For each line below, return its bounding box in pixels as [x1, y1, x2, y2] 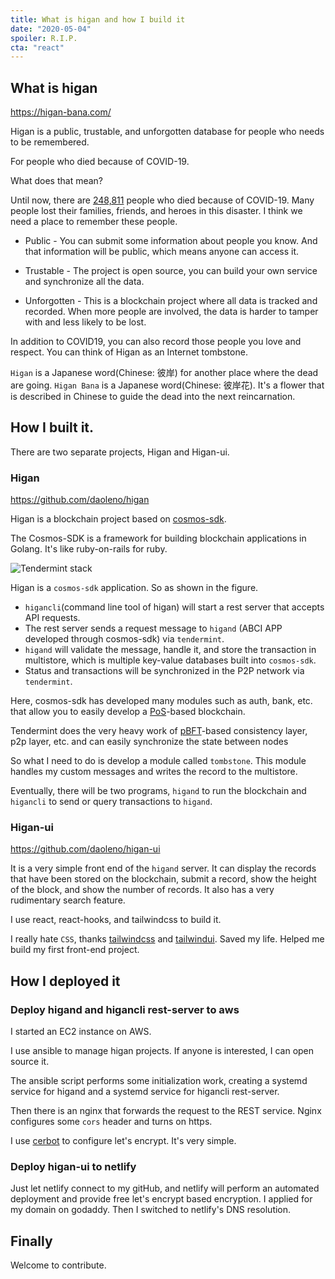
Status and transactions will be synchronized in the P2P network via [24, 665, 305, 677]
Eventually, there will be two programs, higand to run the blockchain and [10, 785, 307, 797]
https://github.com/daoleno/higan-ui [10, 843, 161, 855]
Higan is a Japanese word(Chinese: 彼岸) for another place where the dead [10, 367, 319, 379]
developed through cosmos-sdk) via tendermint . [24, 633, 225, 645]
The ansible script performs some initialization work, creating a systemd [10, 1075, 308, 1087]
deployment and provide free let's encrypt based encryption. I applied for [10, 1193, 313, 1205]
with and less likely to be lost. [24, 316, 147, 328]
